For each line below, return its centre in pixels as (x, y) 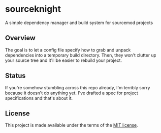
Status (16, 76)
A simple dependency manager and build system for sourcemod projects (79, 23)
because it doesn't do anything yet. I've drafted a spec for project (72, 93)
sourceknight (33, 9)
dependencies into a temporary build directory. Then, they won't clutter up (81, 55)
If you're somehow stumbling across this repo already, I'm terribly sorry (78, 87)
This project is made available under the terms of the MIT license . (72, 125)
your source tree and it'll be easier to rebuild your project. (64, 60)
